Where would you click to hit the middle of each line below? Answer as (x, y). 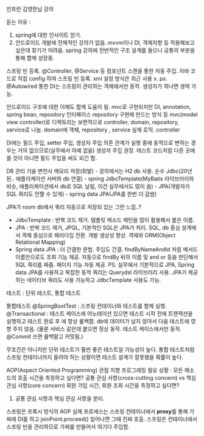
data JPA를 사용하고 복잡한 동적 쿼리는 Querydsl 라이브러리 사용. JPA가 (101, 272)
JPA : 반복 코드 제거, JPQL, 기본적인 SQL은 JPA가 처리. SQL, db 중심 (98, 227)
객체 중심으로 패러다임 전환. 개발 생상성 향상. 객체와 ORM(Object (99, 235)
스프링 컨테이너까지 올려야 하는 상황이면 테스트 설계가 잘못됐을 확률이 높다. (95, 357)
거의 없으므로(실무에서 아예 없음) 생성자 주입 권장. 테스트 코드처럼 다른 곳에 (106, 150)
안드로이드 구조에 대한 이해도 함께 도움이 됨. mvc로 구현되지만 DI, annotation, (99, 107)
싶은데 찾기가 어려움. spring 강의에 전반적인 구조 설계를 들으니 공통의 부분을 (105, 50)
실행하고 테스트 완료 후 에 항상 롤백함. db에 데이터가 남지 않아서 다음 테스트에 (98, 321)
